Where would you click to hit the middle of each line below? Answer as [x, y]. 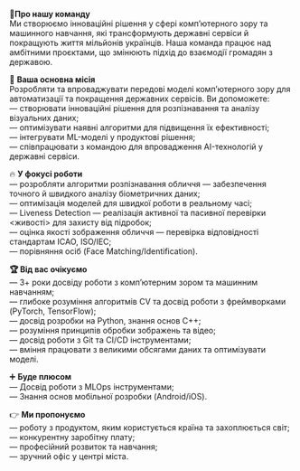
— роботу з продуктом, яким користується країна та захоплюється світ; [150, 428]
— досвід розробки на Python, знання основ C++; [105, 320]
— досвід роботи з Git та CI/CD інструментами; [100, 340]
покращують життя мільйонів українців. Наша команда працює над [141, 42]
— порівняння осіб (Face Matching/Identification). [104, 251]
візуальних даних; [44, 118]
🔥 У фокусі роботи [46, 174]
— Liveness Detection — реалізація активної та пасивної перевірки [138, 213]
